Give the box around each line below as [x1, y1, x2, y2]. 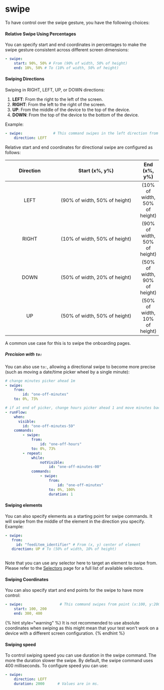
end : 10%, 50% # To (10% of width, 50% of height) [14, 65, 119, 70]
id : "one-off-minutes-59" [22, 423, 76, 428]
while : [31, 455, 45, 460]
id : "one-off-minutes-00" [48, 465, 102, 469]
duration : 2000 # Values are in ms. [14, 681, 99, 686]
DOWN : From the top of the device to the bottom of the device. [12, 111, 139, 118]
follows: [5, 149, 21, 155]
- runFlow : [5, 410, 27, 415]
